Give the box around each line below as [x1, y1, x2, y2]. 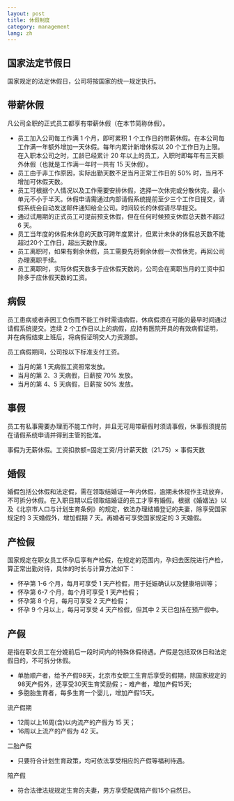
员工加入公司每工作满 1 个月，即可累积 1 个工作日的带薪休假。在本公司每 [17, 134, 225, 142]
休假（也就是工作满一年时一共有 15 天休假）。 [23, 160, 153, 168]
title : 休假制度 [7, 17, 50, 24]
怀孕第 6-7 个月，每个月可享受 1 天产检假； [17, 588, 141, 596]
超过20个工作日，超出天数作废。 [17, 238, 111, 247]
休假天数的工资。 [41, 273, 91, 281]
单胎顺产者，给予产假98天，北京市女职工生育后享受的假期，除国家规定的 [17, 671, 227, 679]
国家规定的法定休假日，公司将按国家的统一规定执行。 [7, 77, 160, 86]
